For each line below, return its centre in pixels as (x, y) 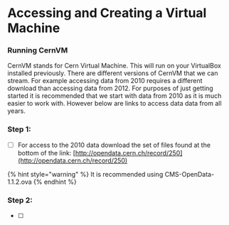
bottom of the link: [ (47, 153)
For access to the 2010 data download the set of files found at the (114, 145)
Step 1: (19, 129)
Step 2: (20, 200)
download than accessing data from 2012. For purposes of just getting (110, 88)
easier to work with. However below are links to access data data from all (114, 104)
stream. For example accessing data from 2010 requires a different (105, 81)
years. (17, 111)
